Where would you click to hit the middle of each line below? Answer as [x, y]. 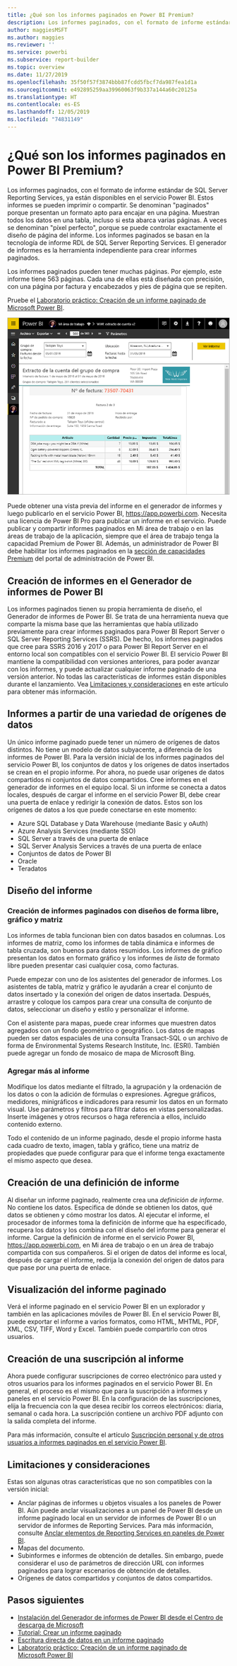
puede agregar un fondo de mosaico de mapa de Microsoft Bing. [102, 1053]
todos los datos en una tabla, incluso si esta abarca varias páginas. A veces [117, 220]
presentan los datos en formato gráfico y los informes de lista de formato [114, 958]
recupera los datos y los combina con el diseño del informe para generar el [116, 1230]
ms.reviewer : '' [31, 45]
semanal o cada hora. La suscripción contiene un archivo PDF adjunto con [115, 1414]
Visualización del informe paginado [87, 1290]
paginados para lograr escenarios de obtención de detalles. [104, 1570]
